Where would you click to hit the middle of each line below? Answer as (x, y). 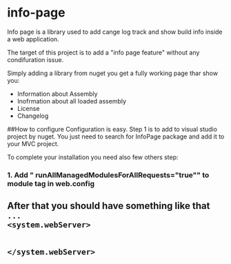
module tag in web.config (51, 183)
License (28, 108)
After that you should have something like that (109, 206)
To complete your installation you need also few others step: (93, 157)
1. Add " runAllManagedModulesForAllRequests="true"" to (108, 175)
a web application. (33, 39)
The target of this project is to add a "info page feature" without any (103, 52)
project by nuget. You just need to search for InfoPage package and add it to (116, 136)
